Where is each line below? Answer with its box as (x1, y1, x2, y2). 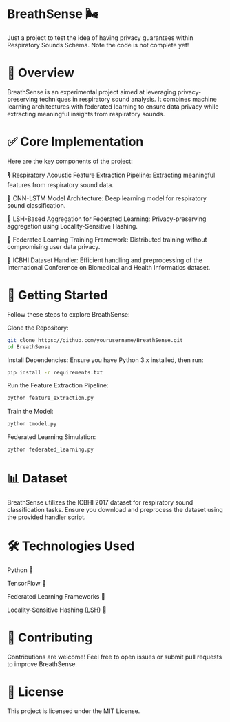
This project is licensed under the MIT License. (7, 707, 140, 715)
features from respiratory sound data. (7, 180, 114, 189)
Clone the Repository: (7, 323, 69, 332)
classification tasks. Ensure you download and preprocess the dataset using (7, 505, 224, 513)
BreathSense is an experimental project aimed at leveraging (7, 87, 177, 96)
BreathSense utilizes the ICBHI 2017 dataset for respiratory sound (7, 498, 194, 507)
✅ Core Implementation (7, 134, 144, 149)
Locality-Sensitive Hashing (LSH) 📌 (7, 606, 107, 614)
